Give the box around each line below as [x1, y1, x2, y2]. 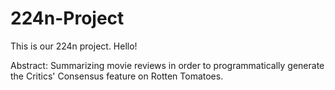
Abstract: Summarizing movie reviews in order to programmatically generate [10, 59, 325, 71]
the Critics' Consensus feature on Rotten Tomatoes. [10, 70, 224, 82]
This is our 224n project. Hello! [10, 40, 138, 52]
